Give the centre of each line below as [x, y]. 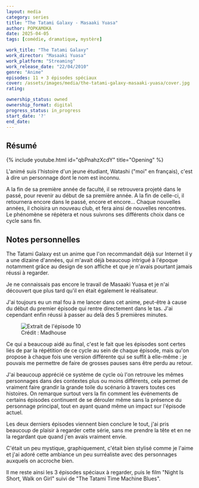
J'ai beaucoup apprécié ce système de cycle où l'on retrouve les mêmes [95, 374]
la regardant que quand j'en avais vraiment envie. [67, 437]
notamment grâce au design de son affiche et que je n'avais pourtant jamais [99, 266]
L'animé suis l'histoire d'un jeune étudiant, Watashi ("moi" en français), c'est [99, 171]
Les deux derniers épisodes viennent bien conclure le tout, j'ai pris [88, 424]
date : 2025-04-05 [28, 34]
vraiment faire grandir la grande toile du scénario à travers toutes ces [91, 387]
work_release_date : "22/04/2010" [48, 67]
